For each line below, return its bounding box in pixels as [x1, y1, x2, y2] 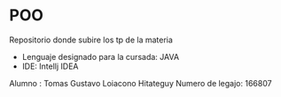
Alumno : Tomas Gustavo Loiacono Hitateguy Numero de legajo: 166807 [9, 78, 272, 88]
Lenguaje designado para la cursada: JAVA [21, 51, 180, 62]
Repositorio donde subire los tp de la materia [9, 34, 173, 45]
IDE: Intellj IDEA [21, 61, 79, 71]
